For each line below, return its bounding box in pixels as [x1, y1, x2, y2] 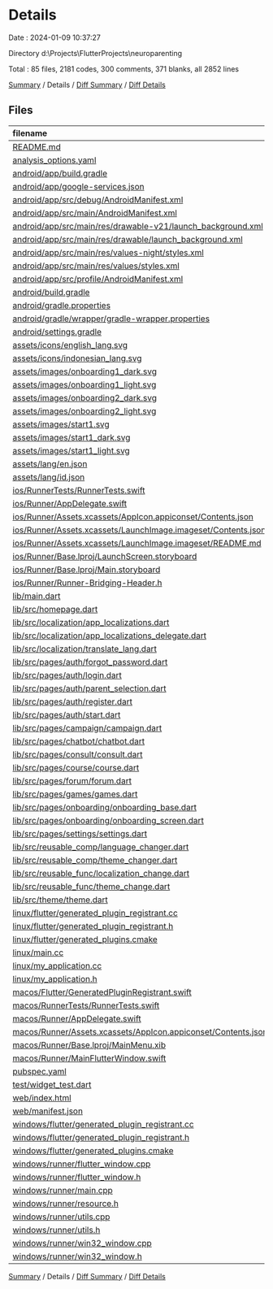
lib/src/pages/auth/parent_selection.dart [12, 683, 167, 694]
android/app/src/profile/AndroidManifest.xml [12, 273, 184, 284]
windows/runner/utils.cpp [12, 1211, 110, 1222]
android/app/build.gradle [12, 167, 108, 179]
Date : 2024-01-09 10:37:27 [8, 33, 102, 42]
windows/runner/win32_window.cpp [12, 1237, 152, 1248]
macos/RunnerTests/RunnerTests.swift [12, 1000, 160, 1011]
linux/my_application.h [12, 973, 97, 984]
